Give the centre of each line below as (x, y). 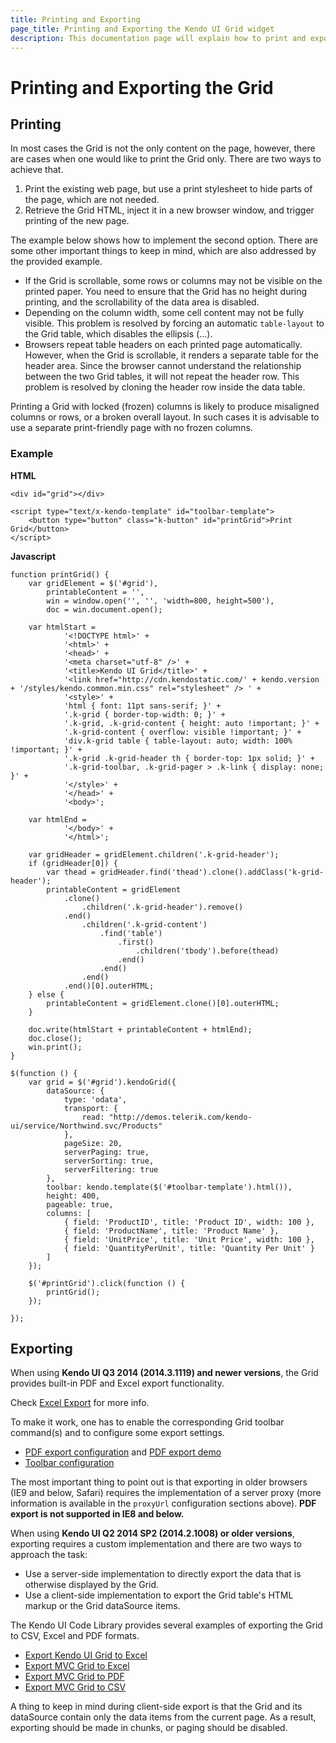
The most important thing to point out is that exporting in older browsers (159, 1482)
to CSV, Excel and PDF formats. (75, 1636)
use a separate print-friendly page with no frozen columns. (131, 428)
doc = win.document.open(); (104, 609)
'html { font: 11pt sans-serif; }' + (142, 706)
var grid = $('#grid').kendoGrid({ (102, 1082)
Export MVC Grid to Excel (77, 1666)
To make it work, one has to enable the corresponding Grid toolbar (147, 1422)
